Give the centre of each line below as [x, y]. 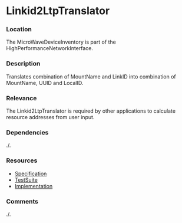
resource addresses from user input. [50, 117]
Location [19, 29]
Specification [31, 173]
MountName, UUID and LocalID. [45, 83]
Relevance [21, 98]
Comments [22, 201]
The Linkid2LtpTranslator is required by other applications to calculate [91, 111]
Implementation [34, 186]
